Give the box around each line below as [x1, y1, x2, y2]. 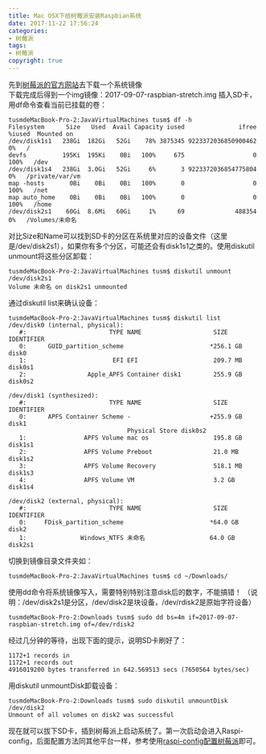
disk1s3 [8, 468, 35, 477]
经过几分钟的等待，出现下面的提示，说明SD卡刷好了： [8, 635, 187, 645]
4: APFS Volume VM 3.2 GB [18, 476, 235, 484]
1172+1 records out [8, 658, 74, 666]
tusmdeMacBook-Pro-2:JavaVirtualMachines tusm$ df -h [8, 116, 193, 124]
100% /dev [8, 158, 48, 166]
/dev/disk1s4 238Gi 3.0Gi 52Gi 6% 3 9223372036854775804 [8, 165, 257, 173]
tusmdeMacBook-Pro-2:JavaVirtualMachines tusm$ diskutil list [8, 314, 221, 322]
